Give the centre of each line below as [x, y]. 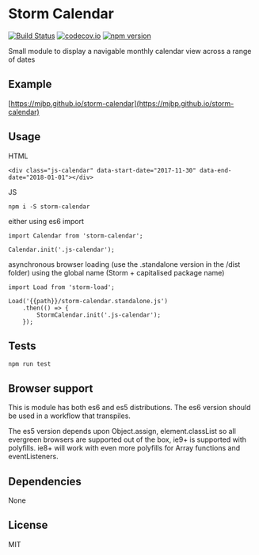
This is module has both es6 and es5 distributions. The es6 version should [129, 408]
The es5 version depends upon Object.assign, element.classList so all [122, 431]
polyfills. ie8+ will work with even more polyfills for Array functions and [124, 448]
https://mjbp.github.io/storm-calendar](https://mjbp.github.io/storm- [122, 103]
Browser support [51, 388]
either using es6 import [46, 221]
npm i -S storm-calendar [49, 207]
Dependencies [45, 481]
